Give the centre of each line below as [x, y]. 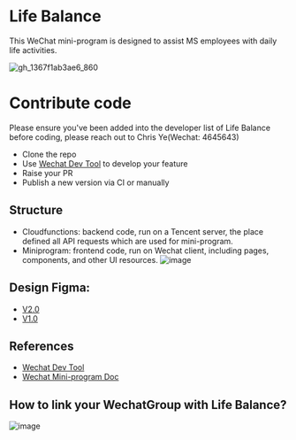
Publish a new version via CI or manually [95, 182]
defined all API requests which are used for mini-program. [128, 241]
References [42, 346]
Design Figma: [50, 288]
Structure [36, 210]
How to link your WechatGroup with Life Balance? [148, 405]
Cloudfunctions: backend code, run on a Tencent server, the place [142, 231]
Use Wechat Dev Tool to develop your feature [105, 163]
